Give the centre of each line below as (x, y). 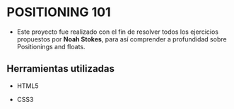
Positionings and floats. (51, 46)
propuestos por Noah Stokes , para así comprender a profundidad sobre (122, 39)
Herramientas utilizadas (60, 69)
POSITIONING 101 (59, 12)
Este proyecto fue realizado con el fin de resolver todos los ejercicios (117, 32)
